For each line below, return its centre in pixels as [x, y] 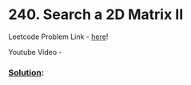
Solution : [26, 72]
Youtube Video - [35, 52]
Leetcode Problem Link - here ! [58, 37]
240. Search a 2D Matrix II [96, 15]
